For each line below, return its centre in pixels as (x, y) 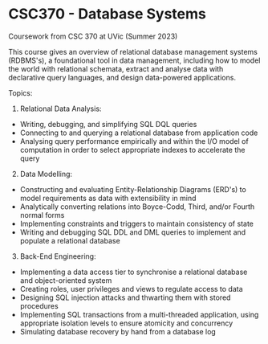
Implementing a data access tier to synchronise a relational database (134, 272)
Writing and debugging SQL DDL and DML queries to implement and (133, 232)
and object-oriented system (66, 280)
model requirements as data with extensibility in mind (108, 198)
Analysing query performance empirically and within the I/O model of (134, 141)
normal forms (42, 215)
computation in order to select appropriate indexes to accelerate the (132, 149)
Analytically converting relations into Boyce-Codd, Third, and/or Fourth (137, 207)
